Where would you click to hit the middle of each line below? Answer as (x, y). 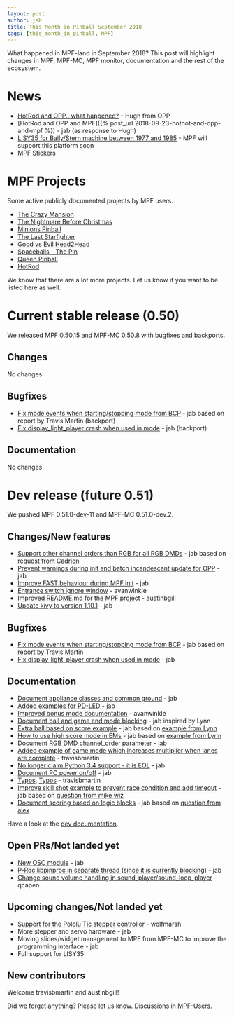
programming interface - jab (58, 946)
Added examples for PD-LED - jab (66, 706)
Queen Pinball (37, 259)
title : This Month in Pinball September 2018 (74, 27)
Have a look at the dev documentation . (63, 824)
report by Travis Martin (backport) (66, 421)
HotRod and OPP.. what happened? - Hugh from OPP (94, 116)
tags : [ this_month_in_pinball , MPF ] (60, 33)
